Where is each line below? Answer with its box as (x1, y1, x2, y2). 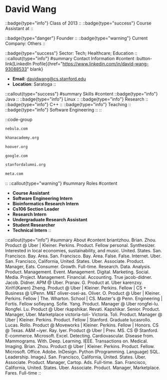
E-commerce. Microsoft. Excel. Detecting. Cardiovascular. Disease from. (5, 333, 154, 339)
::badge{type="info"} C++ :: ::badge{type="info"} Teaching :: (5, 101, 131, 107)
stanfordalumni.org (5, 162, 46, 167)
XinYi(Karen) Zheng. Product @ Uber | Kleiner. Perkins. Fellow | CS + (5, 285, 146, 291)
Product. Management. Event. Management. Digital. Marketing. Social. (5, 269, 150, 275)
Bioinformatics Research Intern (12, 201, 79, 207)
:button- (135, 55, 152, 61)
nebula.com (5, 126, 28, 131)
